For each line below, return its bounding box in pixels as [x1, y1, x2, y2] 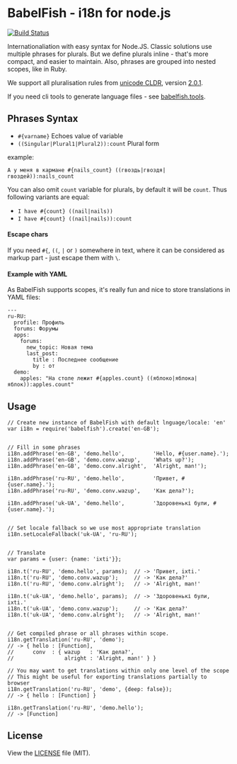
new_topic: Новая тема [25, 344, 93, 352]
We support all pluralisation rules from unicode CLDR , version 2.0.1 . [7, 78, 204, 86]
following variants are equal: [7, 193, 90, 201]
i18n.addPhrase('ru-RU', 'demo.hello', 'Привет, [7, 475, 179, 482]
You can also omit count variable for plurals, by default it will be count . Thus [7, 185, 228, 193]
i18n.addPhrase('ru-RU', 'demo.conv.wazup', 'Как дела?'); [7, 487, 195, 494]
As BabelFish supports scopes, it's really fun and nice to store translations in [7, 286, 231, 294]
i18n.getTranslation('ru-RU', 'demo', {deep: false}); [7, 685, 173, 692]
